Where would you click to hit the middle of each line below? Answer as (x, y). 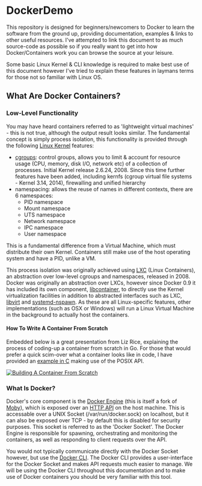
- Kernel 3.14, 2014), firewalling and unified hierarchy (80, 183)
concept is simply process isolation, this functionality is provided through (97, 139)
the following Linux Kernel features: (50, 146)
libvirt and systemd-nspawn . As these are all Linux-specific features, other (99, 302)
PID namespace (44, 201)
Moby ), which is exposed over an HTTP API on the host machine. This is (96, 408)
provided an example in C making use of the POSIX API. (75, 361)
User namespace (45, 234)
